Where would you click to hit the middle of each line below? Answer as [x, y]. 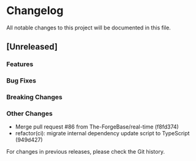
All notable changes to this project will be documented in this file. [89, 28]
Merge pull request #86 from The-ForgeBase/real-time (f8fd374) [97, 127]
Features [20, 64]
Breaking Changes [35, 97]
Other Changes [30, 114]
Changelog [35, 11]
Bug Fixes [21, 81]
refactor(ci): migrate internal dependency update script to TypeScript [102, 133]
